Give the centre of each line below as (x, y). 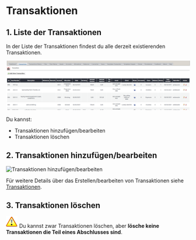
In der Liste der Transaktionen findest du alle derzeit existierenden (86, 46)
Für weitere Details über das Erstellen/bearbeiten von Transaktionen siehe (95, 181)
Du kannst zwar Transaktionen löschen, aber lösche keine (89, 225)
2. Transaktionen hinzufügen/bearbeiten (82, 155)
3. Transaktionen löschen (53, 205)
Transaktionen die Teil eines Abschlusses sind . (64, 232)
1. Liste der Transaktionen (54, 32)
